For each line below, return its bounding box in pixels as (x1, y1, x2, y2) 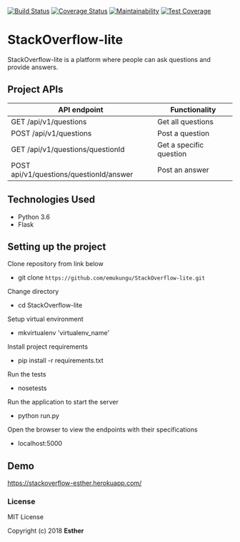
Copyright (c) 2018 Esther (7, 526, 84, 535)
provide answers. (7, 63, 59, 71)
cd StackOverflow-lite (17, 301, 83, 310)
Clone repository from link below (7, 260, 104, 268)
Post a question (156, 128, 209, 138)
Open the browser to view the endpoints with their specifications (7, 425, 198, 434)
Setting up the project (7, 240, 106, 252)
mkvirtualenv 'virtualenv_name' (17, 329, 110, 337)
